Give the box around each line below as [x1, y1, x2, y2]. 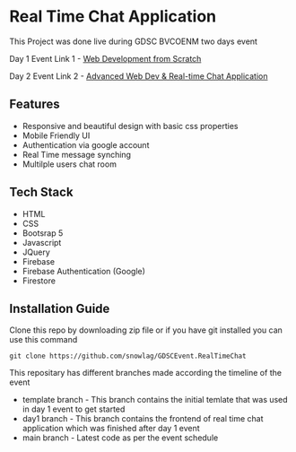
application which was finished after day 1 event [22, 423, 200, 434]
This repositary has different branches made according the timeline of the [9, 368, 283, 378]
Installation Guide [9, 300, 110, 316]
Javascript [22, 237, 62, 248]
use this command [9, 335, 78, 345]
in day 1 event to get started [22, 404, 126, 414]
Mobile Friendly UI [22, 130, 91, 141]
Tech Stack [9, 185, 74, 200]
